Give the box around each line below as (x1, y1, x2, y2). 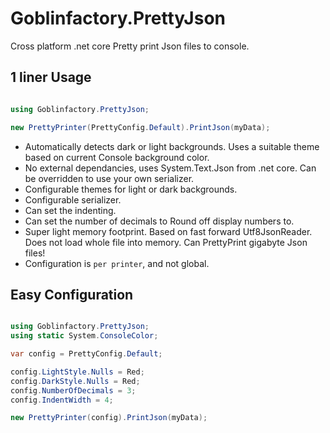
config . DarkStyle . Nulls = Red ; (10, 376, 141, 386)
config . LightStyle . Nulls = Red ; (10, 367, 145, 377)
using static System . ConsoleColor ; (10, 331, 159, 341)
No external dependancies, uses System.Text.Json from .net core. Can (24, 162, 317, 174)
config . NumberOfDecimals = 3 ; (10, 385, 137, 396)
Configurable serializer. (24, 193, 122, 206)
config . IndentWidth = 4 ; (10, 395, 114, 405)
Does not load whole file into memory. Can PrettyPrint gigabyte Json (24, 236, 308, 248)
